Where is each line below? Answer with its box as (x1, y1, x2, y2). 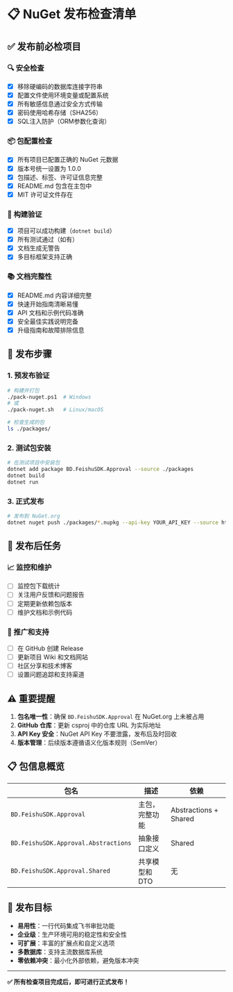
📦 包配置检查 (7, 136, 53, 146)
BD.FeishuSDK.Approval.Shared (10, 866, 111, 875)
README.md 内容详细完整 (17, 291, 92, 299)
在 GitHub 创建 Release (17, 644, 84, 652)
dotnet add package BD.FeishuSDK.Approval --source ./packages (7, 466, 194, 473)
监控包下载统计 (17, 581, 60, 590)
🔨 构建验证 (7, 209, 43, 219)
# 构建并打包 (7, 387, 40, 394)
